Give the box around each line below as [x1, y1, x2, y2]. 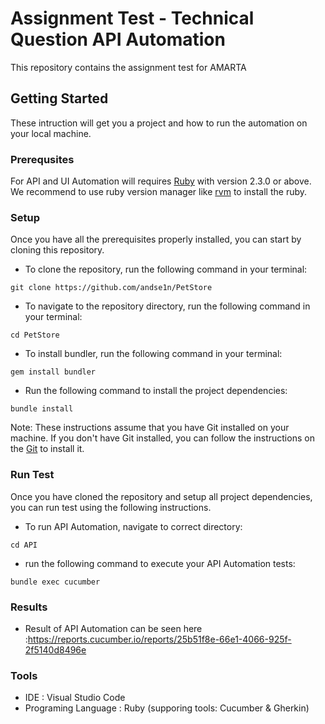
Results [10, 600, 48, 614]
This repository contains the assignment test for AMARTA [10, 61, 247, 73]
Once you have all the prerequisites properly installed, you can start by [10, 233, 302, 246]
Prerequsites [10, 152, 75, 166]
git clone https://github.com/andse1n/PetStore [10, 283, 213, 293]
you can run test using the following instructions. [10, 501, 212, 513]
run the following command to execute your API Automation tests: [24, 557, 296, 569]
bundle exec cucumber [10, 577, 101, 587]
